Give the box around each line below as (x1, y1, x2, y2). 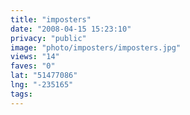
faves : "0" (10, 61, 56, 71)
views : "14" (10, 52, 60, 62)
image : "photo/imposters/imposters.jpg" (10, 42, 182, 53)
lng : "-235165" (10, 80, 74, 90)
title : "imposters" (10, 14, 92, 25)
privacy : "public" (10, 33, 87, 43)
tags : (10, 89, 33, 99)
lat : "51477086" (10, 71, 78, 81)
